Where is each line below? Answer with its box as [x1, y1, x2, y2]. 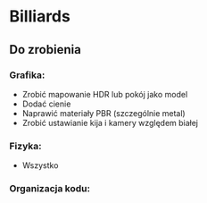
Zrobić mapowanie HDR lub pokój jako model [21, 89, 188, 99]
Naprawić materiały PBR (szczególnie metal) [21, 107, 186, 118]
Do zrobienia [9, 42, 82, 57]
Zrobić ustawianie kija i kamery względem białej [21, 117, 199, 128]
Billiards [9, 6, 71, 27]
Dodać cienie [21, 98, 71, 109]
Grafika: [9, 69, 46, 81]
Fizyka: [9, 140, 42, 152]
